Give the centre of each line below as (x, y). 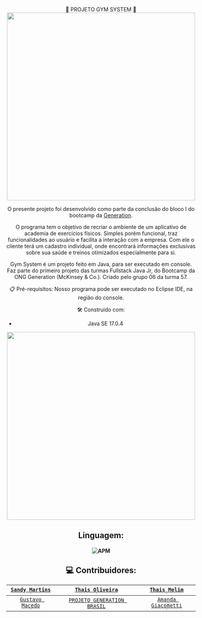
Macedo (31, 605)
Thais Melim (167, 589)
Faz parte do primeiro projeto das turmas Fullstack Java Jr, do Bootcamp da (101, 271)
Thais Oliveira (96, 589)
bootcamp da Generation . (101, 215)
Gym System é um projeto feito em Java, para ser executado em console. (101, 264)
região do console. (101, 298)
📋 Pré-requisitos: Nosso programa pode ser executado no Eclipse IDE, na (101, 289)
